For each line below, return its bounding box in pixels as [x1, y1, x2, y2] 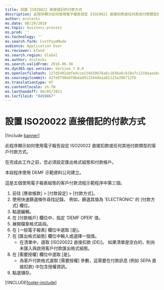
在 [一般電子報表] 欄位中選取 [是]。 [12, 227, 82, 233]
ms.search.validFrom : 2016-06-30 [5, 62, 73, 67]
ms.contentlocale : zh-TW [5, 84, 56, 89]
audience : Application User [5, 44, 62, 48]
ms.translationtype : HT [5, 80, 54, 85]
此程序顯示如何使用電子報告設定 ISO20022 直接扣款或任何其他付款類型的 [5, 143, 152, 149]
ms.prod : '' [5, 30, 29, 35]
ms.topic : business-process [5, 25, 62, 30]
